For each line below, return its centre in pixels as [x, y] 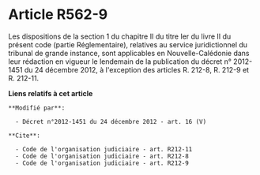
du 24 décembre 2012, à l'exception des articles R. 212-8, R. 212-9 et [137, 69]
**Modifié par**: [37, 108]
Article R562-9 [58, 15]
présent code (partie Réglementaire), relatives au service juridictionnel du [128, 44]
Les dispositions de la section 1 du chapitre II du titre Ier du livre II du [120, 36]
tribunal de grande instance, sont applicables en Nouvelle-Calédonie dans [129, 53]
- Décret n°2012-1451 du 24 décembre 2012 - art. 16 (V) [111, 121]
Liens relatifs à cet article [51, 93]
